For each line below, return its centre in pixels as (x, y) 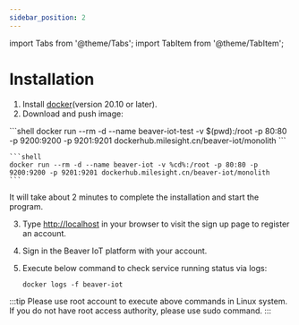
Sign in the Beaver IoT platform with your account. (115, 251)
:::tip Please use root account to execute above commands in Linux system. (149, 301)
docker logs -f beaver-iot (73, 284)
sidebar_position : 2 (48, 17)
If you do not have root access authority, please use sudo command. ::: (140, 311)
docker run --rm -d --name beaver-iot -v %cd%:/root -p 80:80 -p (133, 165)
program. (26, 206)
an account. (44, 233)
